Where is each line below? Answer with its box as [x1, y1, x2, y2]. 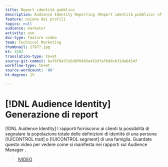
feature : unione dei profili [5, 16, 66, 21]
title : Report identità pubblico [5, 7, 75, 12]
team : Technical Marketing [5, 40, 61, 45]
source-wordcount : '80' [5, 68, 55, 73]
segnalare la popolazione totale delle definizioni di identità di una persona [5, 130, 157, 136]
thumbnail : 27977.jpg [5, 44, 50, 49]
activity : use [5, 30, 35, 35]
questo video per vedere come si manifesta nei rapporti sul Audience [5, 141, 147, 147]
